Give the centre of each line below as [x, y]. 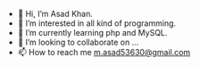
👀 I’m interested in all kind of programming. [97, 23]
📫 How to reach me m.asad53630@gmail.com [104, 52]
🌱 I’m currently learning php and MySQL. [92, 33]
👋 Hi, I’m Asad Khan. [55, 14]
